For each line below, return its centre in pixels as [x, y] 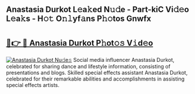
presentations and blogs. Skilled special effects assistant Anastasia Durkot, [97, 73]
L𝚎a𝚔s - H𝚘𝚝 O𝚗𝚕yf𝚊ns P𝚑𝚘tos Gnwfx [79, 19]
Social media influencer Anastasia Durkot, [124, 60]
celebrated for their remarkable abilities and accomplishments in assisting [95, 79]
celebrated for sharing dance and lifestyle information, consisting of [88, 66]
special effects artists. [33, 85]
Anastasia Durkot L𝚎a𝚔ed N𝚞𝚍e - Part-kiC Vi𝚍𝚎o [97, 10]
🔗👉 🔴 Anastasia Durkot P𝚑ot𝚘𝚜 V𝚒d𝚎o [80, 43]
